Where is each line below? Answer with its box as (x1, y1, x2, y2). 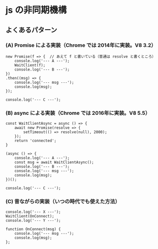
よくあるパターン (5, 26, 57, 34)
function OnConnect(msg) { (5, 227, 61, 232)
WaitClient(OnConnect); (5, 214, 55, 219)
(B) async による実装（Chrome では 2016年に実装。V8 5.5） (5, 109, 151, 116)
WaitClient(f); (14, 63, 46, 68)
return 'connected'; (14, 139, 57, 143)
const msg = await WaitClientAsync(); (14, 160, 94, 165)
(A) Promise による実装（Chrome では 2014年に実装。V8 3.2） (5, 41, 157, 48)
